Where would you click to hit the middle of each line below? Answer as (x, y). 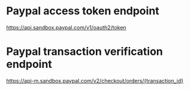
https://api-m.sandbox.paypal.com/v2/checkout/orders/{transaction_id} (95, 80)
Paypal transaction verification (85, 52)
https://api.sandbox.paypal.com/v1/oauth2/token (67, 27)
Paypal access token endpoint (83, 11)
